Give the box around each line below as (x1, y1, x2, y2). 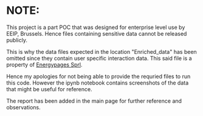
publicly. (6, 36, 27, 43)
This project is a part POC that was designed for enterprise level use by (6, 24, 185, 31)
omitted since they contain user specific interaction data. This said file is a (6, 54, 192, 62)
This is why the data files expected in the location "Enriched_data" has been (6, 48, 198, 55)
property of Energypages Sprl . (6, 61, 83, 68)
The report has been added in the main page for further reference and (6, 97, 182, 105)
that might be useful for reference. (6, 85, 92, 92)
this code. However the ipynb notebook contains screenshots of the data (6, 79, 189, 86)
